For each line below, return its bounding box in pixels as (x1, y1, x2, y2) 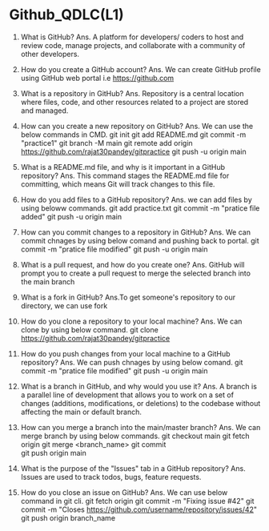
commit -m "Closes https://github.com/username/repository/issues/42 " (20, 505, 258, 514)
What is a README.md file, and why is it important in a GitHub (20, 162, 225, 171)
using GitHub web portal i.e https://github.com (20, 73, 175, 82)
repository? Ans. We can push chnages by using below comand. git (20, 357, 243, 367)
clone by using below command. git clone (20, 324, 159, 334)
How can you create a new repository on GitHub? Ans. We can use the (20, 121, 254, 131)
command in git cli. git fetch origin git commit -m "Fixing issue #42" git (20, 496, 255, 505)
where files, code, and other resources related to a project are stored (20, 97, 249, 107)
